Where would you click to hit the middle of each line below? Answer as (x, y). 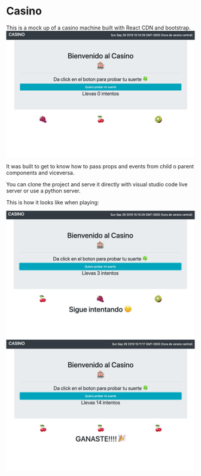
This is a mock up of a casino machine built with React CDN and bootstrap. (98, 28)
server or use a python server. (43, 191)
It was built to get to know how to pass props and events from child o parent (100, 166)
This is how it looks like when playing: (53, 202)
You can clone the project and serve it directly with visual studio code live (97, 184)
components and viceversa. (40, 172)
